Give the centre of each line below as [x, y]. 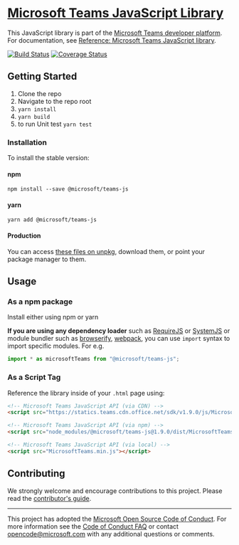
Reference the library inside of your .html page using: [86, 393]
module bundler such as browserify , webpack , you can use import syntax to [119, 339]
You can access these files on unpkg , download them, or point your [106, 251]
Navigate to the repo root [54, 101]
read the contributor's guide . [49, 498]
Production [24, 236]
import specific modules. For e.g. [56, 346]
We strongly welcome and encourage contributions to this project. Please [115, 491]
